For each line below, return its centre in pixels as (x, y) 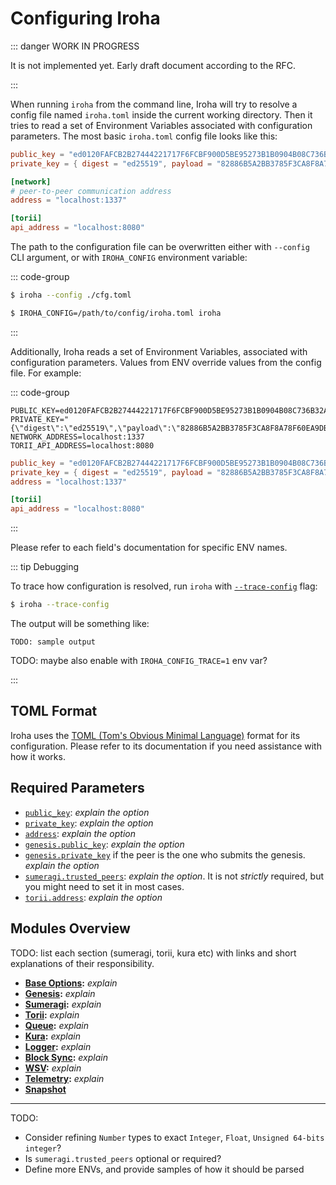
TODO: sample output (53, 642)
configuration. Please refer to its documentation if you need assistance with (166, 746)
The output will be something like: (80, 624)
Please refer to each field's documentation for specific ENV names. (149, 548)
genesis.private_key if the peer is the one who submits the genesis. (165, 854)
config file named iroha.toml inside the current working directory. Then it (161, 114)
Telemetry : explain (64, 1078)
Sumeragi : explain (63, 1004)
